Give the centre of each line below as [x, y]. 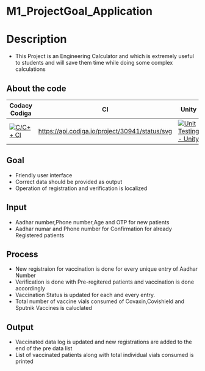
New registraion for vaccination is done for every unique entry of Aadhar [106, 269]
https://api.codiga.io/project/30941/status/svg [105, 131]
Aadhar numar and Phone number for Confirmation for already [93, 229]
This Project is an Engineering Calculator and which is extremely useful [104, 56]
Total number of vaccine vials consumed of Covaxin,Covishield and [100, 301]
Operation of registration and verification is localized [81, 188]
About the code [36, 88]
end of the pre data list [44, 348]
